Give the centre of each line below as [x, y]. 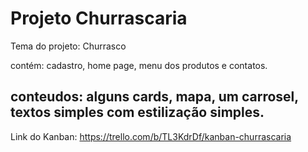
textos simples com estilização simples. [137, 112]
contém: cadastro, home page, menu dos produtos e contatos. [139, 65]
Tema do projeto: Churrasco [68, 46]
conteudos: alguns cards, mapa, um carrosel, [154, 97]
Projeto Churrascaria [99, 18]
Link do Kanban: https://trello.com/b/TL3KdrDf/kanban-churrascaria [151, 136]
